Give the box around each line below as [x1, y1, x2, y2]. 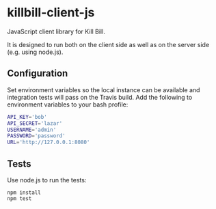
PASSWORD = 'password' [7, 133, 66, 139]
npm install [7, 189, 41, 196]
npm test [7, 195, 32, 202]
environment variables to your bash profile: [7, 100, 129, 109]
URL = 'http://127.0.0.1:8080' [7, 139, 90, 146]
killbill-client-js [7, 5, 95, 20]
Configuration [7, 68, 68, 79]
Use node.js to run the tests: [7, 176, 87, 184]
